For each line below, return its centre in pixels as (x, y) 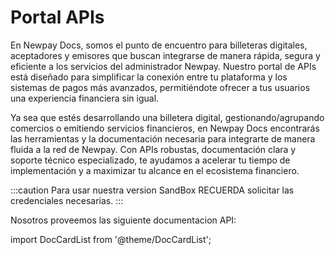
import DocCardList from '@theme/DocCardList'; (111, 239)
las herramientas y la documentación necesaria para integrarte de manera (163, 138)
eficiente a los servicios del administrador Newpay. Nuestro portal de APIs (163, 66)
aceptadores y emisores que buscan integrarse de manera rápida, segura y (165, 55)
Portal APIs (57, 17)
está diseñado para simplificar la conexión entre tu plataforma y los (149, 77)
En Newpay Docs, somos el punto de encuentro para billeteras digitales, (159, 45)
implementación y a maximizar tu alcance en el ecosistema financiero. (155, 170)
